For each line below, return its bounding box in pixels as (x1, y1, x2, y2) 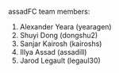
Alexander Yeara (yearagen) (19, 22, 113, 31)
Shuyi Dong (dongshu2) (19, 31, 98, 40)
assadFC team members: (8, 7, 90, 16)
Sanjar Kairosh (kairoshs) (19, 39, 102, 48)
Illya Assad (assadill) (19, 48, 87, 56)
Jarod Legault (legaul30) (19, 56, 101, 65)
